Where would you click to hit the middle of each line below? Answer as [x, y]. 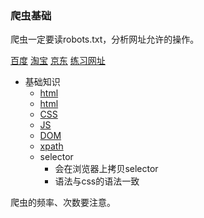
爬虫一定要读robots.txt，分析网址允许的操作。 [105, 39]
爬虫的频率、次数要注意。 [63, 203]
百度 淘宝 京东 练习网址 [58, 61]
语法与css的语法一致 [97, 181]
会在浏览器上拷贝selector [106, 169]
